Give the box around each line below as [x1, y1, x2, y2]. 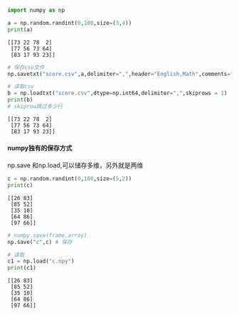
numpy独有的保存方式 [7, 144, 73, 153]
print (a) [7, 26, 33, 33]
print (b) [7, 96, 33, 104]
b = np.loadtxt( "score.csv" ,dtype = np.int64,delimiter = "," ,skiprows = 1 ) [7, 89, 228, 97]
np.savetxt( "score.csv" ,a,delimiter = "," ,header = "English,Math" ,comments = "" [7, 70, 237, 77]
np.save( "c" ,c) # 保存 [7, 238, 73, 245]
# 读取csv [7, 83, 34, 90]
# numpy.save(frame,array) [7, 231, 87, 239]
